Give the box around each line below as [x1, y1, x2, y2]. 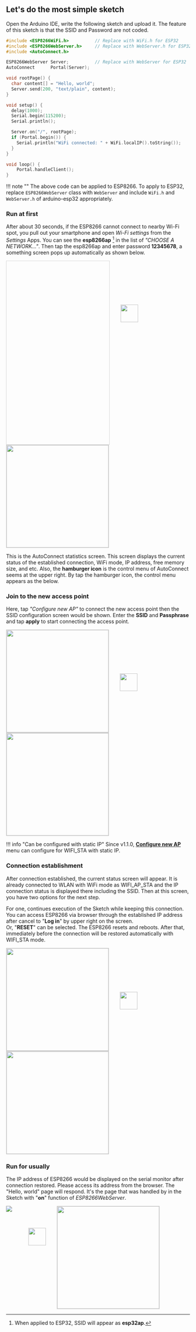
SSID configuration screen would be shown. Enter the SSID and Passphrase [6, 612, 189, 619]
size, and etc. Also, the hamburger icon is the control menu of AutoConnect [6, 565, 189, 573]
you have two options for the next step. [6, 893, 100, 900]
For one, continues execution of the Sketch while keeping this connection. [6, 905, 184, 912]
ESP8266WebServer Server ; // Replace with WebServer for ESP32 [6, 59, 187, 65]
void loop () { [6, 161, 41, 167]
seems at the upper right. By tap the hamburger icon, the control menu [6, 571, 176, 578]
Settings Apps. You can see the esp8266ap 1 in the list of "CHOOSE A [6, 235, 174, 244]
